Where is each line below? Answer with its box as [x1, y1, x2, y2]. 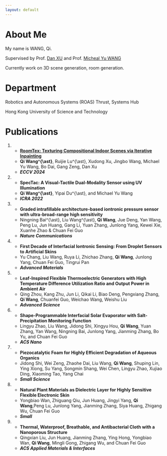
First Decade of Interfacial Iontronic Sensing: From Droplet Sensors [19, 243, 162, 249]
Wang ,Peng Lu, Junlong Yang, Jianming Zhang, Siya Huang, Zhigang [19, 403, 162, 409]
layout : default [5, 7, 39, 12]
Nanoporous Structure [19, 429, 68, 435]
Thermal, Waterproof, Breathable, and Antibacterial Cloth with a [19, 424, 155, 430]
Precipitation [19, 318, 47, 324]
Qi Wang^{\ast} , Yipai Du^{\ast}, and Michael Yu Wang [19, 190, 133, 196]
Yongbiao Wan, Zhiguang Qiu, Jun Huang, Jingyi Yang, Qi [19, 397, 139, 403]
